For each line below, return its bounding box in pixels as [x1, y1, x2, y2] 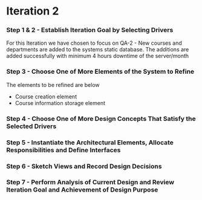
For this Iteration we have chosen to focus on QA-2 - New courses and [6, 39, 183, 47]
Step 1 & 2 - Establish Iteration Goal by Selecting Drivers [6, 26, 174, 34]
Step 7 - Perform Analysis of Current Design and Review [6, 178, 174, 187]
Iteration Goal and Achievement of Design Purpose [6, 185, 158, 194]
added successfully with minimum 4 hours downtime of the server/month [6, 53, 189, 60]
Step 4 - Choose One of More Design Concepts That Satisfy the [6, 114, 196, 123]
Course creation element [15, 92, 77, 100]
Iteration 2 [6, 4, 59, 18]
